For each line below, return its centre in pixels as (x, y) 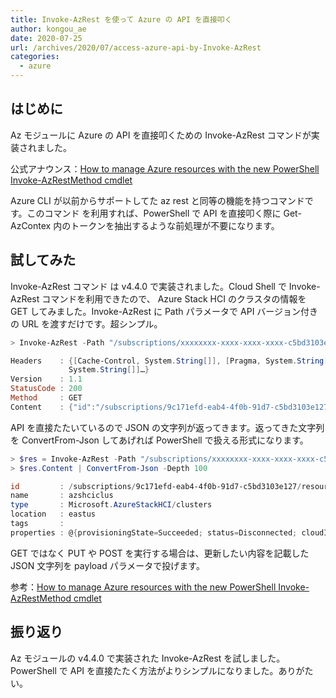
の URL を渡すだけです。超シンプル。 (86, 323)
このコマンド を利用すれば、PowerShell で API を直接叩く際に (154, 213)
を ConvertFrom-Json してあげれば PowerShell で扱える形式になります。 (159, 440)
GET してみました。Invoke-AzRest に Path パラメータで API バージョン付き (164, 311)
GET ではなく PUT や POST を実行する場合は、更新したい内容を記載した (160, 553)
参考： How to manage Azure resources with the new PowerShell (143, 587)
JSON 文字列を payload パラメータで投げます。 (107, 565)
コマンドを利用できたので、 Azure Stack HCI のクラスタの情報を (174, 298)
